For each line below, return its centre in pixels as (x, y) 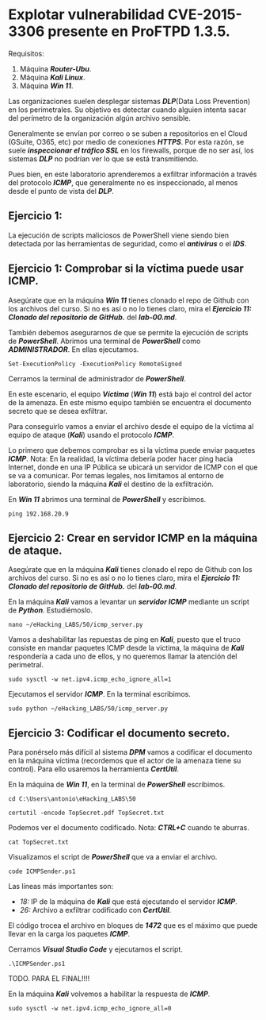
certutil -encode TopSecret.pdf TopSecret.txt (86, 813)
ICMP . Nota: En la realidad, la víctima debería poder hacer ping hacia (121, 458)
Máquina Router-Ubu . (55, 68)
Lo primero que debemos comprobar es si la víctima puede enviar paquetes (132, 450)
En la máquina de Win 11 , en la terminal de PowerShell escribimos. (117, 785)
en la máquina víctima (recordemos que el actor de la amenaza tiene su (125, 761)
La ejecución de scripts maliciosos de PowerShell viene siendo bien (119, 235)
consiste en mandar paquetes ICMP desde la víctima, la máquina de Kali (126, 648)
